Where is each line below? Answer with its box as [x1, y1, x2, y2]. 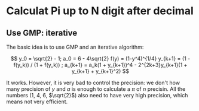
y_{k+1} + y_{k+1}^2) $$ [71, 68, 130, 75]
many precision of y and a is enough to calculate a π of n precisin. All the [6, 85, 186, 93]
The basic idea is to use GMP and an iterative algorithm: [6, 43, 144, 50]
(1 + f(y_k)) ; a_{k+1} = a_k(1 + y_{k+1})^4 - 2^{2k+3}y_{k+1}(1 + [33, 61, 188, 68]
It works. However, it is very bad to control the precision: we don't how [6, 79, 180, 86]
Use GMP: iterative [6, 28, 78, 38]
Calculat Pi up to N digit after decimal [6, 4, 194, 18]
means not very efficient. [6, 98, 68, 105]
